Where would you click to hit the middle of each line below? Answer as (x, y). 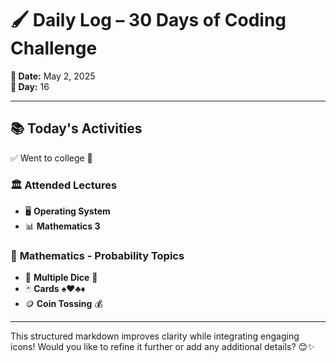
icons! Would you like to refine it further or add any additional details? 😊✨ (162, 347)
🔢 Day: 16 (30, 86)
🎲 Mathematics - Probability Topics (97, 255)
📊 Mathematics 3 (62, 226)
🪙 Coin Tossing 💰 (63, 304)
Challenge (54, 48)
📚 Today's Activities (76, 128)
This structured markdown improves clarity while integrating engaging (155, 336)
